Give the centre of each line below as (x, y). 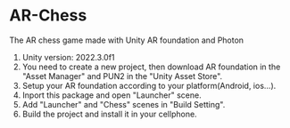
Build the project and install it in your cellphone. (110, 114)
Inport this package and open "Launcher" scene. (112, 95)
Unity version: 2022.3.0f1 (68, 57)
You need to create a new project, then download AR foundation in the (151, 67)
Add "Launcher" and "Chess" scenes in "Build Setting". (124, 104)
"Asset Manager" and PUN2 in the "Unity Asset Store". (122, 76)
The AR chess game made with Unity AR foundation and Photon (126, 40)
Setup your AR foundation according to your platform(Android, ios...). (149, 85)
